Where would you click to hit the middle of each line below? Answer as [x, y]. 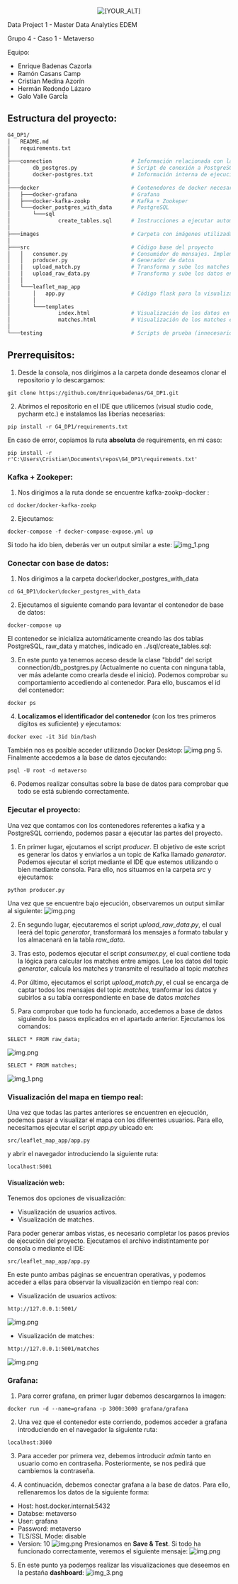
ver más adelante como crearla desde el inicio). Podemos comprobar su [123, 675]
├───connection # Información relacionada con [115, 161]
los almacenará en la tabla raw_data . [71, 939]
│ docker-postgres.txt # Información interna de [107, 175]
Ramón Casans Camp [49, 74]
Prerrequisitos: [41, 355]
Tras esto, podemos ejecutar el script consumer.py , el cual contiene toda [124, 953]
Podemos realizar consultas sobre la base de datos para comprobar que [123, 784]
